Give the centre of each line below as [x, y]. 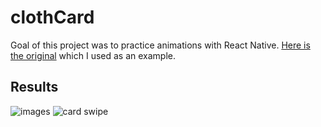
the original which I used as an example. [93, 55]
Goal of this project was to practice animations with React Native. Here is [160, 45]
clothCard [52, 17]
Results [34, 87]
